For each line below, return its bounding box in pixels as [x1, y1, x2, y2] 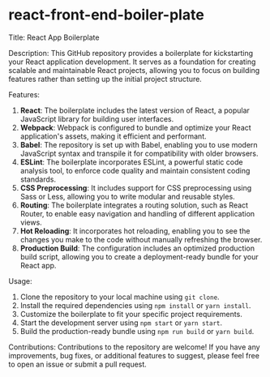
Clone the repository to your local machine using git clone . [19, 292, 221, 302]
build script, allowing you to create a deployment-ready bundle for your [19, 251, 259, 261]
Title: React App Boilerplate [8, 32, 100, 42]
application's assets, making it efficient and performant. [19, 131, 207, 141]
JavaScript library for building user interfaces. [19, 114, 174, 123]
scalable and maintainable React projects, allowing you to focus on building [8, 65, 260, 75]
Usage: [8, 276, 32, 285]
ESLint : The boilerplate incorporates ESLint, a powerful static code [19, 156, 243, 167]
